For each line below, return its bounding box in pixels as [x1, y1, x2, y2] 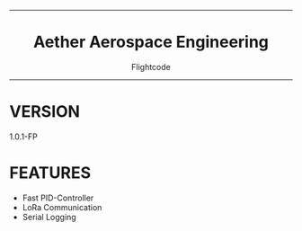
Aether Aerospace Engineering [32, 32, 270, 52]
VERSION [9, 102, 81, 122]
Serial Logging [22, 211, 76, 222]
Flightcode [131, 61, 171, 72]
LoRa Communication [22, 201, 102, 212]
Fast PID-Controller [22, 192, 94, 203]
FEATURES [9, 163, 92, 183]
